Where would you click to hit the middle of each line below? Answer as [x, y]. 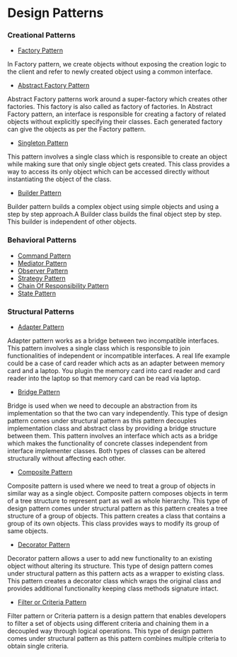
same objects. [28, 531]
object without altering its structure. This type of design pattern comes [110, 566]
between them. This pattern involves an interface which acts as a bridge [112, 436]
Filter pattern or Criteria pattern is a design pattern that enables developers [117, 616]
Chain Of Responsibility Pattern [63, 285]
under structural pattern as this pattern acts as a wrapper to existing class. [116, 573]
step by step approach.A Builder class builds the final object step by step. [115, 215]
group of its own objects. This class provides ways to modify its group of [113, 524]
